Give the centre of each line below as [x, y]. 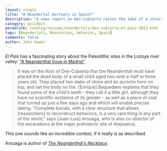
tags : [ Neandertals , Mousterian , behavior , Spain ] [59, 33]
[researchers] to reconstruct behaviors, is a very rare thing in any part [89, 113]
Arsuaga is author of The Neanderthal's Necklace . [57, 143]
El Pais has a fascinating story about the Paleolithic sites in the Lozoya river [82, 56]
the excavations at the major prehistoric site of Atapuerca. [77, 124]
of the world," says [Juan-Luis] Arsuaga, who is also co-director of [86, 118]
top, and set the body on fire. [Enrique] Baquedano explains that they [88, 87]
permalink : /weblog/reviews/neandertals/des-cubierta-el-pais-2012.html [82, 28]
